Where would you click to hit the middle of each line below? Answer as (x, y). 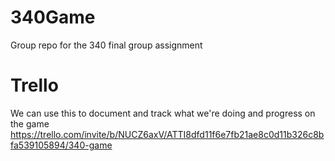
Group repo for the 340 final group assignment (106, 45)
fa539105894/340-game (61, 145)
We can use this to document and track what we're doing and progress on (163, 113)
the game (30, 123)
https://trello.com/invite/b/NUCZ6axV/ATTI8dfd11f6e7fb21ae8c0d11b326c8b (167, 134)
